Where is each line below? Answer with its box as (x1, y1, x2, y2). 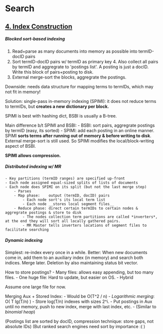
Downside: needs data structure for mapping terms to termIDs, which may (5, 83, 154, 89)
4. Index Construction (5, 22, 72, 31)
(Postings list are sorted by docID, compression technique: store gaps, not (5, 318, 154, 324)
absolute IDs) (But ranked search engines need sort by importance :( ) (5, 324, 145, 330)
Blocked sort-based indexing (5, 36, 65, 42)
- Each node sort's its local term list (22, 197, 106, 202)
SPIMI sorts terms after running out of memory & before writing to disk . (5, 133, 152, 138)
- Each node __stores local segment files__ (22, 201, 114, 206)
